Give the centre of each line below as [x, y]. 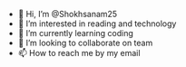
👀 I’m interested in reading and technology [97, 24]
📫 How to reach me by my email [79, 53]
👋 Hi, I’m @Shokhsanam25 [68, 14]
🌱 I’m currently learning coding [76, 33]
